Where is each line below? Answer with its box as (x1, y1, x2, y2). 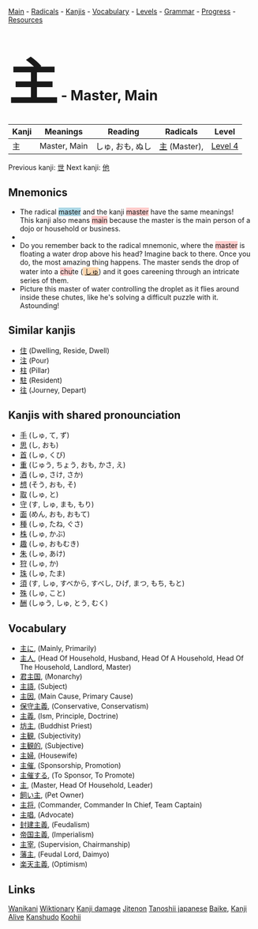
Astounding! (19, 300, 60, 310)
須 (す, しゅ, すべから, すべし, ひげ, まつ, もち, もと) (19, 578, 185, 588)
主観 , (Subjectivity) (19, 731, 81, 741)
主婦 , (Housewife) (19, 750, 78, 761)
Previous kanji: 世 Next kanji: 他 (8, 162, 110, 172)
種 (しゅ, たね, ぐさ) (19, 519, 84, 528)
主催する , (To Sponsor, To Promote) (19, 770, 136, 780)
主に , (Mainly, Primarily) (19, 644, 97, 653)
